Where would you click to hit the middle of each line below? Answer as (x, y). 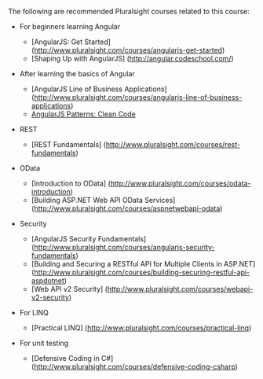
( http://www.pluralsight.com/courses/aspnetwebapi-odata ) (127, 208)
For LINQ (34, 313)
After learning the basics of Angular (77, 74)
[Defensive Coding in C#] (72, 358)
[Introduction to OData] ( (71, 183)
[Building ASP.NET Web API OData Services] (103, 200)
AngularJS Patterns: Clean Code (83, 114)
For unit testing (44, 343)
